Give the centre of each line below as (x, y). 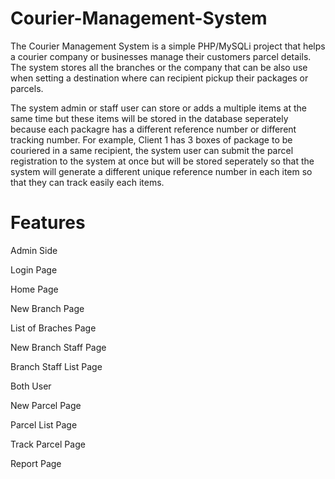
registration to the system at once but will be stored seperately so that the (162, 161)
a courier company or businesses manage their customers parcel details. (161, 56)
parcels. (27, 88)
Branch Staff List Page (56, 366)
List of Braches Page (53, 328)
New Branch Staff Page (58, 347)
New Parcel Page (46, 405)
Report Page (36, 463)
